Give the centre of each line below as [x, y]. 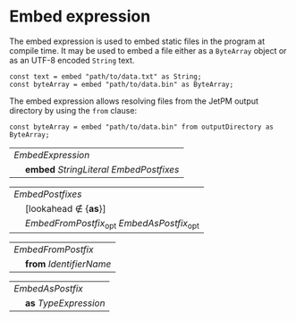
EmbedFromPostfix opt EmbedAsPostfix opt [112, 224]
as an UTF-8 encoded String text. [72, 60]
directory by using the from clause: [73, 110]
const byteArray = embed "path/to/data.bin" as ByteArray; [122, 84]
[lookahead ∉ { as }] [66, 208]
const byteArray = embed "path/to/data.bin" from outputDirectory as [142, 127]
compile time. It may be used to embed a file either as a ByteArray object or [148, 50]
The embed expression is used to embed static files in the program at [137, 41]
